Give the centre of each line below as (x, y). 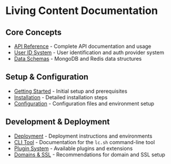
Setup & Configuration (47, 77)
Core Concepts (34, 32)
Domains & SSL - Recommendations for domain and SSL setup (89, 154)
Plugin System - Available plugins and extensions (73, 148)
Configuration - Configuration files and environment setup (84, 103)
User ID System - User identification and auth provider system (89, 53)
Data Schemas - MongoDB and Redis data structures (78, 59)
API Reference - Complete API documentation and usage (83, 46)
